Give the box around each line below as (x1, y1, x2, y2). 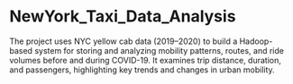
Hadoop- (239, 36, 273, 46)
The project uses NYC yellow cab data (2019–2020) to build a (9, 36, 238, 46)
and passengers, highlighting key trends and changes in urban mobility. (9, 64, 275, 75)
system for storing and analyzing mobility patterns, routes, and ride (34, 45, 284, 55)
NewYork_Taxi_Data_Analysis (9, 6, 236, 27)
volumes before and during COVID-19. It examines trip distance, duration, (9, 55, 282, 65)
